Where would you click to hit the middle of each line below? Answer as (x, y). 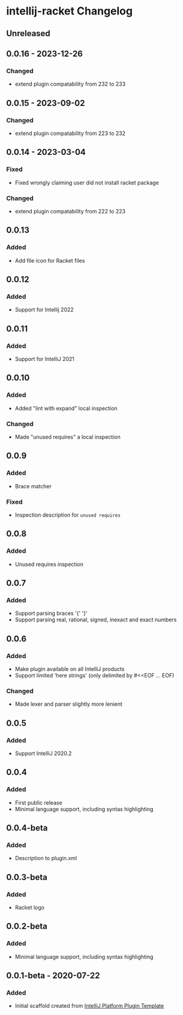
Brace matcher (33, 486)
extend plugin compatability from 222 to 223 (70, 211)
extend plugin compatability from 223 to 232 (70, 133)
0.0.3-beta (27, 877)
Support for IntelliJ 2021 (45, 359)
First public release (39, 802)
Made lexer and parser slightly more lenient (69, 704)
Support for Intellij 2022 (44, 310)
